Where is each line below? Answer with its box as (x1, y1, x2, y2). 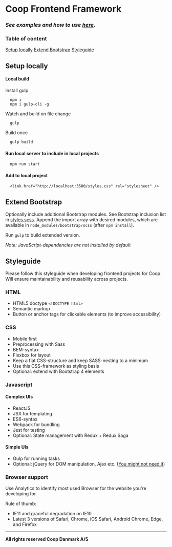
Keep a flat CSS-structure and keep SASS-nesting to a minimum (12, 357, 148, 364)
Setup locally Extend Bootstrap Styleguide (5, 47, 95, 53)
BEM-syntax (12, 346, 39, 352)
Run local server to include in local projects (5, 150, 99, 156)
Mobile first (12, 335, 37, 342)
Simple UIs (5, 444, 29, 450)
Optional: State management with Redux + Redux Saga (12, 432, 129, 438)
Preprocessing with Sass (12, 341, 66, 347)
